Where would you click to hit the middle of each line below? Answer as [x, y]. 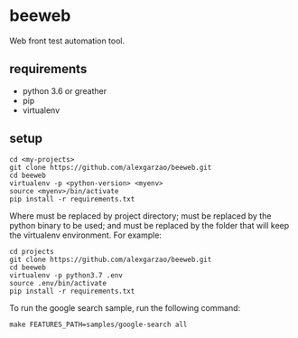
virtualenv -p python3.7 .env [66, 275]
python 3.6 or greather [64, 90]
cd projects [32, 251]
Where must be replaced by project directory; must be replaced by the [140, 216]
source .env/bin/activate [58, 283]
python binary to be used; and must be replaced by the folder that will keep [149, 225]
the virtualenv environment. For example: [86, 235]
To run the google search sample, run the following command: [125, 307]
